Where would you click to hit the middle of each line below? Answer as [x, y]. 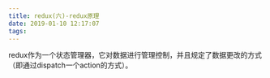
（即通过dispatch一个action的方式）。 [71, 65]
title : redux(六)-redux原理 [54, 16]
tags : [17, 31]
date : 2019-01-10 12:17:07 [54, 24]
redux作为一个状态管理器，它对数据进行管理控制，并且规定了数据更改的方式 [135, 55]
